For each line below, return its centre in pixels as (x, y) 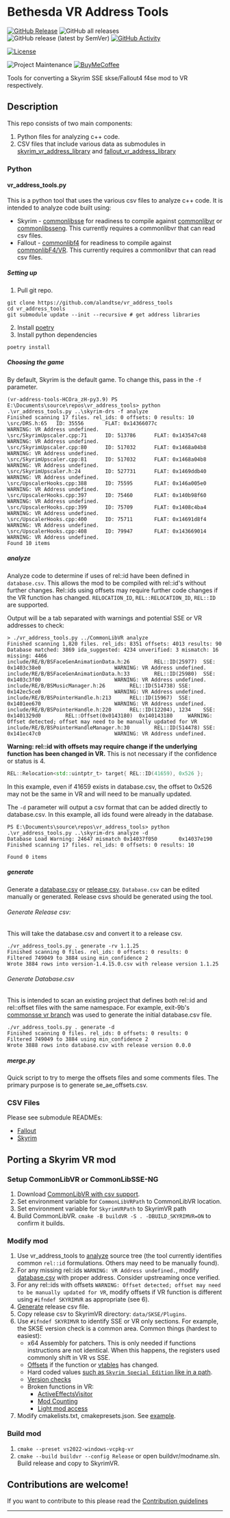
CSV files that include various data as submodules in (91, 144)
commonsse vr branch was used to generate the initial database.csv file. (110, 1015)
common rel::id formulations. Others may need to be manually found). (118, 1263)
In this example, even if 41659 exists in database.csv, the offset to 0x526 (110, 786)
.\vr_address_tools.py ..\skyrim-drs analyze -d (78, 833)
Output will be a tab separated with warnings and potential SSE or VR (104, 618)
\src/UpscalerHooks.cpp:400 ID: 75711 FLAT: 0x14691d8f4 (107, 519)
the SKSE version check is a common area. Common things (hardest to (117, 1328)
